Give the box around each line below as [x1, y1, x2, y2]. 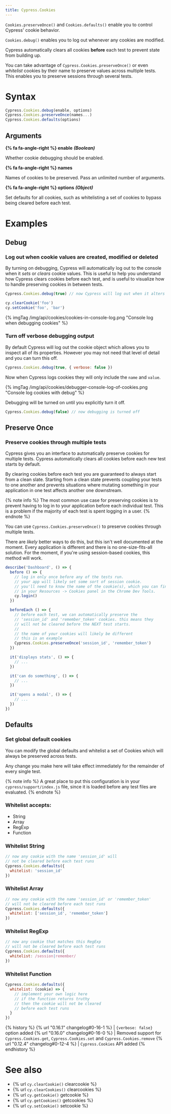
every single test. [5, 768, 42, 774]
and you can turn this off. [5, 355, 58, 361]
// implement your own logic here [14, 991, 88, 996]
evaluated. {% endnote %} [5, 789, 61, 795]
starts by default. [5, 461, 41, 468]
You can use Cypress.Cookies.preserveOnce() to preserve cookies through [5, 523, 161, 529]
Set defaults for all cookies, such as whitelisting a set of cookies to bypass [5, 195, 161, 200]
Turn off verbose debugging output [5, 333, 95, 340]
